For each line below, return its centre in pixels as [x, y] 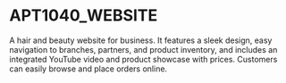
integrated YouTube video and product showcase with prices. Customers [143, 59]
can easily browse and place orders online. [88, 69]
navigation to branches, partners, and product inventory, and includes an [143, 49]
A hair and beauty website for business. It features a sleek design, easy [141, 40]
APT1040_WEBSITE [84, 16]
